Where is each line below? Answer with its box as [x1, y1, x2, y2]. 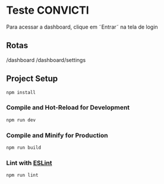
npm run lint [6, 172, 39, 179]
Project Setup [6, 74, 58, 84]
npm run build [6, 144, 42, 151]
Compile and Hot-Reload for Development [6, 104, 130, 112]
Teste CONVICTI [6, 4, 89, 17]
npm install [6, 89, 36, 95]
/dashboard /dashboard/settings [6, 56, 86, 63]
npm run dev [6, 117, 36, 123]
